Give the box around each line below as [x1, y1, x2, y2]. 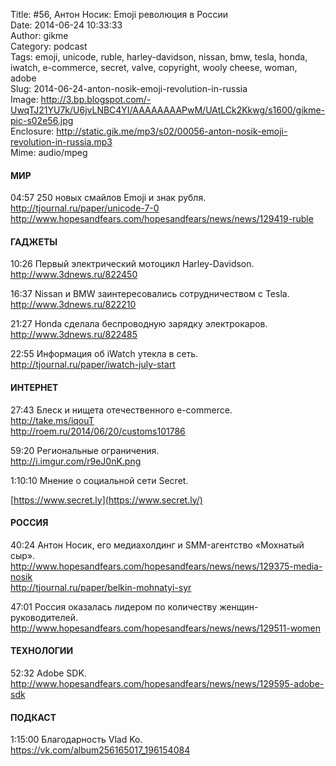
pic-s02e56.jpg [10, 115, 74, 126]
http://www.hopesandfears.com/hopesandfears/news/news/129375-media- [10, 560, 323, 572]
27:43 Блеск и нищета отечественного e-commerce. [10, 404, 233, 416]
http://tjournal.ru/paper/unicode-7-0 [10, 202, 160, 214]
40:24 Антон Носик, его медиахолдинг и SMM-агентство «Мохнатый [10, 539, 305, 551]
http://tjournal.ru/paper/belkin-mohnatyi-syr [10, 581, 192, 593]
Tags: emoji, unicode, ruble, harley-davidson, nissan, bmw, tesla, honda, [10, 51, 308, 63]
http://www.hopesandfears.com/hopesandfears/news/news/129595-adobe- [10, 678, 325, 690]
